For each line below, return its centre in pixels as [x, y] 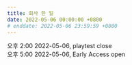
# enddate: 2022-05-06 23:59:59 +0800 [62, 26]
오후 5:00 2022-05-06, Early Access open [66, 54]
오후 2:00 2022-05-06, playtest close [60, 46]
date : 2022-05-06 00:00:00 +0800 [55, 20]
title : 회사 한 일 [30, 13]
